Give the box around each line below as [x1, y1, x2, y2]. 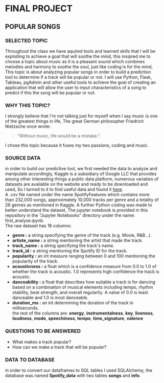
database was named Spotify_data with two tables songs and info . [5, 373, 141, 379]
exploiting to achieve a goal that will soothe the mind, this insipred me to [5, 53, 151, 59]
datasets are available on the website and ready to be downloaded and [5, 181, 148, 187]
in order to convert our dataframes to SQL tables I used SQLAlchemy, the [5, 367, 153, 373]
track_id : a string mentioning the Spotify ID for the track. [12, 248, 128, 254]
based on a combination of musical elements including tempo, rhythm [12, 284, 153, 290]
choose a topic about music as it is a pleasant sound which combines [5, 58, 145, 64]
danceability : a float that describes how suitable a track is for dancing [12, 279, 156, 285]
